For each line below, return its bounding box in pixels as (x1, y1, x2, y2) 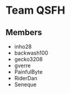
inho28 (14, 43, 32, 50)
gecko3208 (14, 56, 43, 62)
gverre (14, 62, 31, 69)
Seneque (14, 81, 37, 88)
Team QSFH (5, 4, 66, 17)
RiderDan (14, 75, 38, 82)
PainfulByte (14, 68, 43, 75)
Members (5, 27, 42, 37)
